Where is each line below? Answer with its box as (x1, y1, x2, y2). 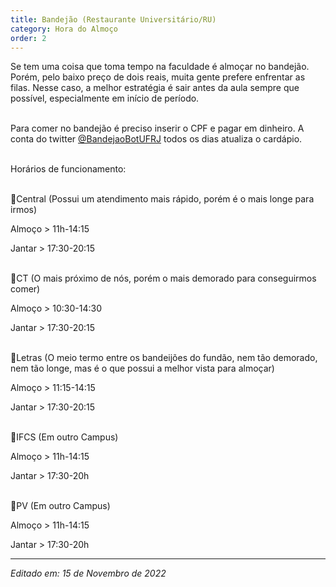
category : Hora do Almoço (10, 24, 118, 34)
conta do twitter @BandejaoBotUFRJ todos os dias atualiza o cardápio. (10, 133, 303, 145)
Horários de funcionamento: (10, 163, 127, 175)
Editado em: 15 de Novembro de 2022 (10, 567, 167, 580)
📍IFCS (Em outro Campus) (10, 431, 119, 443)
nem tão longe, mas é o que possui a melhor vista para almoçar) (10, 362, 275, 375)
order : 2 (10, 33, 47, 43)
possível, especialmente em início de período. (10, 92, 200, 105)
